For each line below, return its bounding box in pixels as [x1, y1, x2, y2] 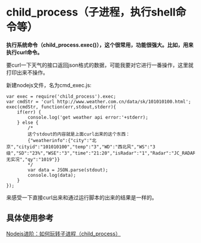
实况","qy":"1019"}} [10, 156, 60, 162]
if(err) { [17, 109, 42, 115]
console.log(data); [28, 172, 77, 178]
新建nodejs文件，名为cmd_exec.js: [6, 81, 92, 88]
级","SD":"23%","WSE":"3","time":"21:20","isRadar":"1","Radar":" [6, 150, 175, 156]
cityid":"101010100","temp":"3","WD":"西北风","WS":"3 [19, 144, 156, 150]
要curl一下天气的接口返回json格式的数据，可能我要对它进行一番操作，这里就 [6, 61, 194, 69]
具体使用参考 [6, 213, 54, 223]
